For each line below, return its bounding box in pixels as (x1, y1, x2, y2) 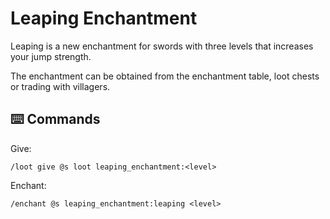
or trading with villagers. (10, 80, 111, 92)
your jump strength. (10, 50, 92, 62)
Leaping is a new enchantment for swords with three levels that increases (10, 40, 314, 52)
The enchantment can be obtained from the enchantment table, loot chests (10, 70, 320, 82)
